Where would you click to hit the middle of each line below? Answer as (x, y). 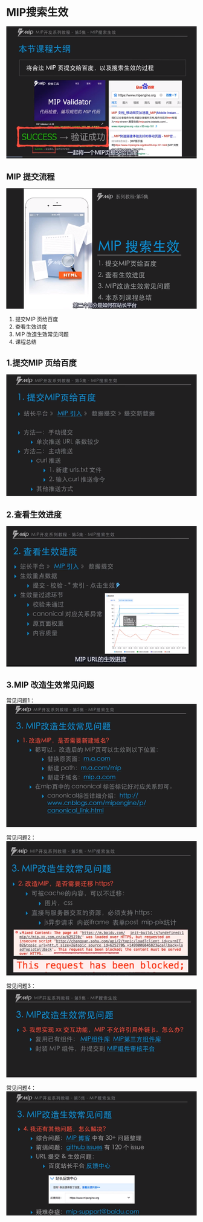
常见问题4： (21, 1087)
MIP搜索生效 (37, 12)
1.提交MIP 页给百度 (42, 363)
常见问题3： (21, 986)
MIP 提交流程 (31, 177)
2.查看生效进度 (34, 514)
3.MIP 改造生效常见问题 (50, 685)
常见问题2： (21, 837)
